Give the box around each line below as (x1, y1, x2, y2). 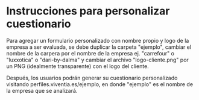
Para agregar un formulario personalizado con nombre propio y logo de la (6, 37, 189, 44)
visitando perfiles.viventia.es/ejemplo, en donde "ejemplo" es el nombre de (6, 80, 194, 88)
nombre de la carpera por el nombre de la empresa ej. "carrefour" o (6, 49, 175, 57)
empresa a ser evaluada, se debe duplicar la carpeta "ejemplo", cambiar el (6, 43, 192, 51)
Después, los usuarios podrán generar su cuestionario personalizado (6, 74, 178, 81)
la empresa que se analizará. (6, 87, 78, 94)
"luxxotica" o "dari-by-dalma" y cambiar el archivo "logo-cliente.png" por (6, 56, 189, 63)
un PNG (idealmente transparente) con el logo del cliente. (6, 62, 149, 70)
